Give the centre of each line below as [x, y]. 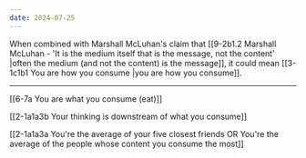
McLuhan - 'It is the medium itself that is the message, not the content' [142, 53]
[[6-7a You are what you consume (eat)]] [86, 99]
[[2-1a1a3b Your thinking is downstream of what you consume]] [128, 116]
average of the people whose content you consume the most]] [127, 143]
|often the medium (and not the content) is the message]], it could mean [145, 63]
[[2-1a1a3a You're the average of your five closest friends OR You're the [144, 133]
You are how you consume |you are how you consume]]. [137, 73]
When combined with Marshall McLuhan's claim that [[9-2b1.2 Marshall [143, 44]
